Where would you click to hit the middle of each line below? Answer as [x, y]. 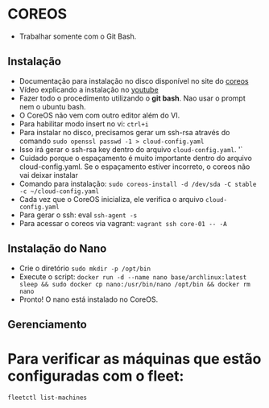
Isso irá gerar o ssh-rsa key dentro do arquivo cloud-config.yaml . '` [131, 149]
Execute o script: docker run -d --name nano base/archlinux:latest [133, 276]
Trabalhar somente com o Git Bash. [78, 36]
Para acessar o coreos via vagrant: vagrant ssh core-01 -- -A [123, 223]
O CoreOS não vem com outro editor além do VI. [99, 115]
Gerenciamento [48, 324]
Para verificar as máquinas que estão [134, 359]
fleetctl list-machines [48, 398]
